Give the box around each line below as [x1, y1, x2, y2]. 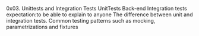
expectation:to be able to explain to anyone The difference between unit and [6, 11, 193, 18]
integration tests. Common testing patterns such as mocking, [6, 17, 156, 24]
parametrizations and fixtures [6, 23, 78, 30]
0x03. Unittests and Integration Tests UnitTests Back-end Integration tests [6, 5, 187, 12]
